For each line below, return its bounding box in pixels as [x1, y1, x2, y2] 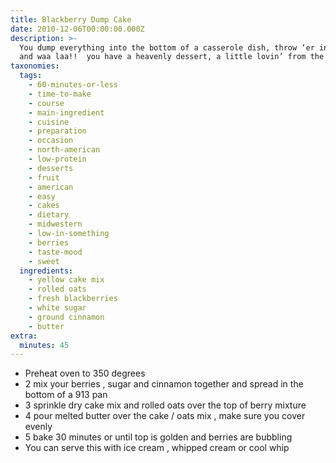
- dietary [28, 210, 70, 220]
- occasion [28, 136, 74, 146]
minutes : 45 [19, 340, 70, 350]
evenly [24, 421, 53, 433]
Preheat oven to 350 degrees [24, 367, 146, 380]
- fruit [28, 172, 60, 183]
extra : [10, 331, 38, 341]
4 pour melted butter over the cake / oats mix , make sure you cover [24, 410, 306, 422]
